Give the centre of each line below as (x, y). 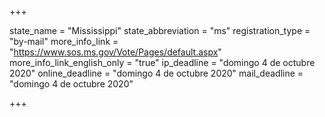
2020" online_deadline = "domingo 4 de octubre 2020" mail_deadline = (156, 73)
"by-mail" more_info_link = (64, 41)
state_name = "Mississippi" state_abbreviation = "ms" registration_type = (160, 30)
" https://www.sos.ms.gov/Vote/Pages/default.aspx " (115, 52)
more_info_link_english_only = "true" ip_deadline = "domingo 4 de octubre (162, 62)
